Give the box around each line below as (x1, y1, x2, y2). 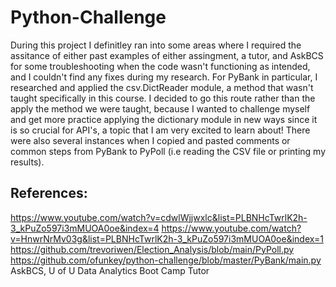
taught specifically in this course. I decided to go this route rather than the (10, 92, 316, 104)
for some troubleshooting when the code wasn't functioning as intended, (10, 60, 311, 72)
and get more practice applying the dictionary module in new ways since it (10, 113, 318, 125)
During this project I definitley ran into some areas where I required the (10, 39, 302, 51)
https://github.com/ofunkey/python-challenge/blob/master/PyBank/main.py (10, 254, 322, 266)
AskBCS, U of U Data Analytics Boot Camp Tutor (10, 264, 210, 276)
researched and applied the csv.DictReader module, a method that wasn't (10, 81, 314, 93)
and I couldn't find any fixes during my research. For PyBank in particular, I (10, 71, 318, 83)
